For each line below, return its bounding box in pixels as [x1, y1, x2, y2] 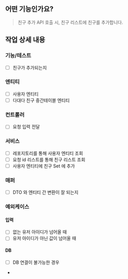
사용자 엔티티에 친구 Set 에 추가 [12, 163, 75, 169]
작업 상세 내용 [5, 36, 46, 44]
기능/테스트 [5, 52, 31, 59]
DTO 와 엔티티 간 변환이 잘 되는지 [12, 189, 78, 195]
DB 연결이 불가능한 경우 [12, 259, 60, 265]
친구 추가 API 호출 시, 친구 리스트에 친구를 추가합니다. [17, 19, 123, 25]
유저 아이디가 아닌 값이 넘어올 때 [12, 235, 76, 241]
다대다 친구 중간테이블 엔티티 [12, 97, 70, 103]
